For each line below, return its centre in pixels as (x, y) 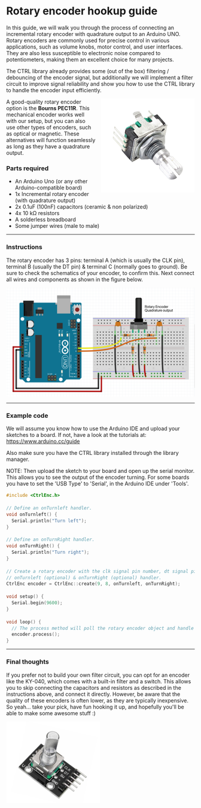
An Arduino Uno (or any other (51, 182)
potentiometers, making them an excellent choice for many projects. (90, 59)
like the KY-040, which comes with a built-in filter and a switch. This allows (99, 681)
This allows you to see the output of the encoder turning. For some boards (98, 477)
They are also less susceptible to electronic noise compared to (83, 53)
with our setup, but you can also (46, 120)
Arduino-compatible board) (48, 188)
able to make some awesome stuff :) (51, 713)
